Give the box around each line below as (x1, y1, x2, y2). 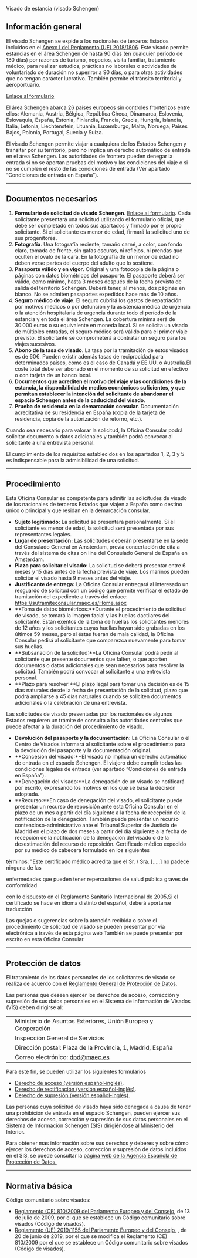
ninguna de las (6, 864, 42, 871)
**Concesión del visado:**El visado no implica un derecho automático (14, 753, 188, 760)
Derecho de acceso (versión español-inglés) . (14, 1080, 124, 1087)
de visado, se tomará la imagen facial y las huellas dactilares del (14, 612, 170, 619)
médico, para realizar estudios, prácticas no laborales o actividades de (6, 62, 177, 69)
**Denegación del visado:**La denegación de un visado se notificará (14, 778, 185, 785)
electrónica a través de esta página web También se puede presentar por (6, 929, 184, 936)
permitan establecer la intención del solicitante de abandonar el (14, 390, 174, 397)
